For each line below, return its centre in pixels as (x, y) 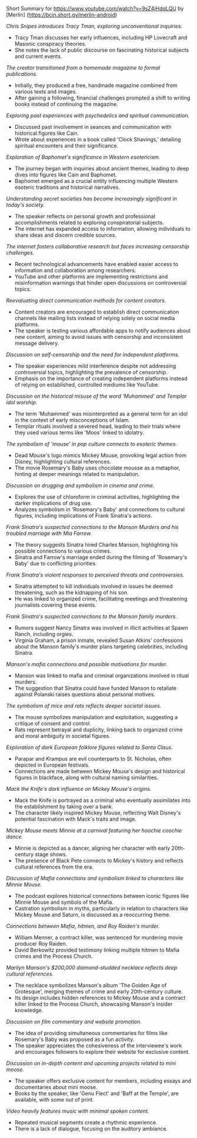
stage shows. (51, 854)
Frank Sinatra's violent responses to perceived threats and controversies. (95, 575)
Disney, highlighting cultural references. (63, 462)
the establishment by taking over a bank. (64, 806)
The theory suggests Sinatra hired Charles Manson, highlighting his (96, 545)
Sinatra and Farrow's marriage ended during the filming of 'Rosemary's (101, 557)
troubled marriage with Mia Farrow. (49, 533)
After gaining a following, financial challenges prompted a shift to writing (102, 98)
